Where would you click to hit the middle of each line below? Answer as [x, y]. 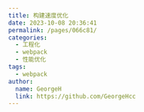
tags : [17, 67]
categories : [28, 37]
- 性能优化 [31, 60]
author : [21, 81]
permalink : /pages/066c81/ [53, 30]
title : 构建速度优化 [38, 15]
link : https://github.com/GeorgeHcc [76, 96]
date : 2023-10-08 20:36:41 [53, 23]
